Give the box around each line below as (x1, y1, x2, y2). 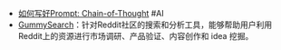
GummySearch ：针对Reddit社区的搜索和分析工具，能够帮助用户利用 (17, 19, 273, 30)
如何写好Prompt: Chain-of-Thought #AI (17, 8, 165, 18)
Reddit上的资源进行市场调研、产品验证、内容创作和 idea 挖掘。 (17, 31, 254, 41)
